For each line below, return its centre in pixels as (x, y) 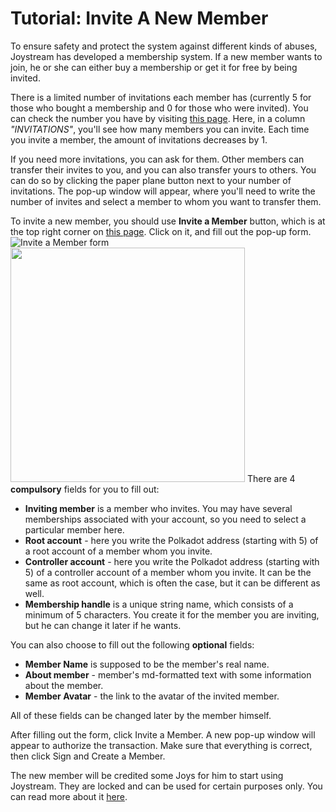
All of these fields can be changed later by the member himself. (141, 715)
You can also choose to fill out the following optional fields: (132, 644)
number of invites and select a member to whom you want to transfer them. (166, 201)
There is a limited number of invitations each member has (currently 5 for (161, 97)
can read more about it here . (69, 796)
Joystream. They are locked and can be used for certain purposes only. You (166, 786)
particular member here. (74, 529)
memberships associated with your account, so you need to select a (165, 519)
